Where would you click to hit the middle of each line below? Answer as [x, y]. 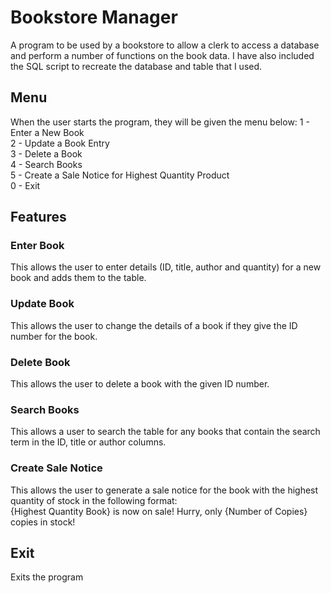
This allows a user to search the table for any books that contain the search [165, 432]
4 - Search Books [46, 164]
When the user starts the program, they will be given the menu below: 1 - [160, 122]
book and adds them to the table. [78, 278]
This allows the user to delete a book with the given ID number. [140, 384]
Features [38, 217]
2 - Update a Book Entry [60, 143]
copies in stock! [43, 522]
